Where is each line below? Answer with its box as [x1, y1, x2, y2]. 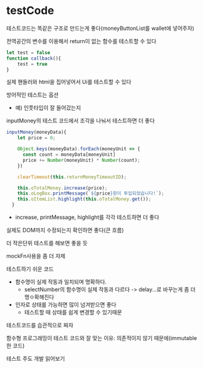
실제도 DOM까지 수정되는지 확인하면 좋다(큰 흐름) [6, 226, 124, 234]
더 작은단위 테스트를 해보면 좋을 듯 [6, 240, 88, 247]
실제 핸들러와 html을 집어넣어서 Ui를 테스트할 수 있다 [6, 78, 132, 86]
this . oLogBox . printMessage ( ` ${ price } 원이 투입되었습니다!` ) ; [17, 190, 165, 196]
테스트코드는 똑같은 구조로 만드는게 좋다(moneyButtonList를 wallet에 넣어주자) [6, 24, 194, 32]
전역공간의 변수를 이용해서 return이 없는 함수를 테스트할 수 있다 [6, 37, 157, 44]
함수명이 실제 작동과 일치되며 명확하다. [15, 278, 107, 286]
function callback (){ [6, 55, 62, 61]
